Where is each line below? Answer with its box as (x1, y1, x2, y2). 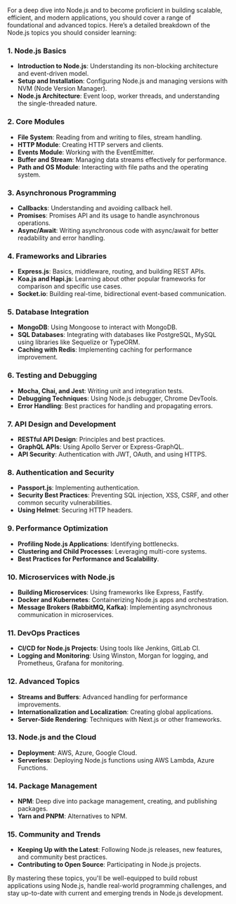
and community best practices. (17, 853, 107, 861)
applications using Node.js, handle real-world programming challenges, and (7, 881, 227, 890)
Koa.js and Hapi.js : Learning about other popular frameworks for (17, 274, 206, 284)
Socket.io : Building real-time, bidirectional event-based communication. (17, 290, 227, 298)
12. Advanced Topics (7, 677, 80, 687)
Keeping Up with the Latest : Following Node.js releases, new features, (17, 846, 223, 854)
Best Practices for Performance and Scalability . (17, 554, 159, 563)
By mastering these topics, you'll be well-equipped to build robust (7, 874, 198, 882)
